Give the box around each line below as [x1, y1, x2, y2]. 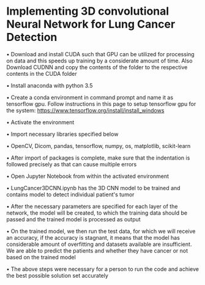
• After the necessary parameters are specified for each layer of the [6, 202, 178, 210]
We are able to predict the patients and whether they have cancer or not [6, 246, 188, 254]
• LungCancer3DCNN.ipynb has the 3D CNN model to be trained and [6, 184, 181, 191]
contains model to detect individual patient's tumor [6, 191, 135, 198]
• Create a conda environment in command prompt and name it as [6, 94, 173, 101]
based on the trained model [6, 253, 76, 261]
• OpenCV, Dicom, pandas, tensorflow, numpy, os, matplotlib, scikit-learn [6, 142, 191, 149]
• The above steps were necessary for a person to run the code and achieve [6, 265, 199, 273]
